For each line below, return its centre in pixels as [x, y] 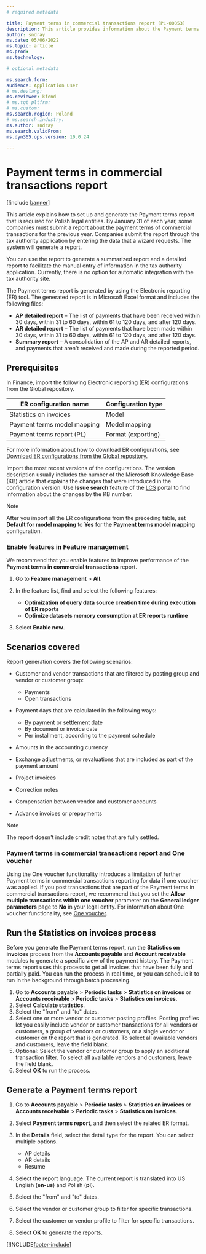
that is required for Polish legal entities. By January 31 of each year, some [99, 221]
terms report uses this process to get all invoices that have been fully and [99, 967]
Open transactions [48, 699]
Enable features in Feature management [67, 546]
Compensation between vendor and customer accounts [86, 802]
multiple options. [36, 1142]
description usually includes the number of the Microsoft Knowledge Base [100, 475]
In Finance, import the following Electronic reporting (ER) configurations [97, 382]
